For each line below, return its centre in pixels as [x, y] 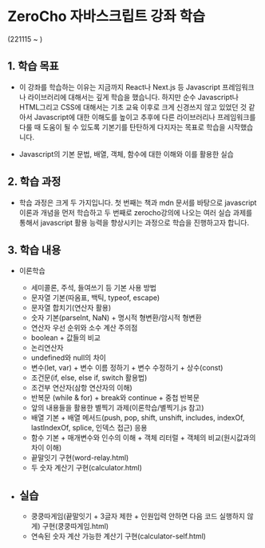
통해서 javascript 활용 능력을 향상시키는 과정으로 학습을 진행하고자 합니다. [134, 222]
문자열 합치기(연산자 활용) [71, 308]
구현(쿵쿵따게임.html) [75, 526]
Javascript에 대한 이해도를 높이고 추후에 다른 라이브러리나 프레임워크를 [145, 117]
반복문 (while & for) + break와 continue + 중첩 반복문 [115, 398]
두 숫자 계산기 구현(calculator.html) [87, 468]
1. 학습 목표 [33, 66]
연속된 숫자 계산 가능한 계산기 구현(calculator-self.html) [119, 536]
